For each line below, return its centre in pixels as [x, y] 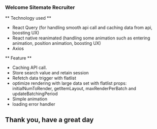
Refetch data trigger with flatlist [44, 78]
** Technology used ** [28, 18]
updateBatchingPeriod [35, 94]
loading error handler [34, 104]
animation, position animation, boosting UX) [57, 43]
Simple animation [30, 99]
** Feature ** [18, 58]
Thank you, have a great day [49, 120]
